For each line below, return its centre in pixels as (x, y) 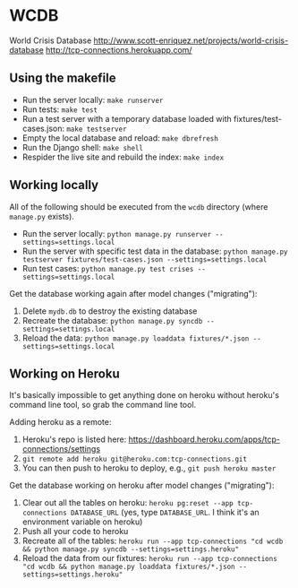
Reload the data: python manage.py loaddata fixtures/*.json (136, 338)
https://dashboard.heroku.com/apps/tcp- (204, 439)
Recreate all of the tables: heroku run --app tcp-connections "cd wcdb (153, 541)
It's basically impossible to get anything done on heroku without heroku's (145, 395)
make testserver (97, 129)
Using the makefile (63, 78)
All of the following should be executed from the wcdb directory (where (139, 206)
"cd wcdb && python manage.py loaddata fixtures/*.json (128, 567)
